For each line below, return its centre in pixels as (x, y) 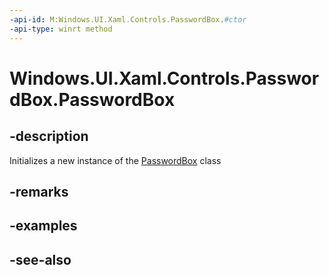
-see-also (40, 259)
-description (49, 136)
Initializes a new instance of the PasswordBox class (115, 160)
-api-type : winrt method (61, 29)
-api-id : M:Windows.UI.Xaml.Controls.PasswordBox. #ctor (128, 19)
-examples (43, 226)
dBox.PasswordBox (92, 99)
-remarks (39, 191)
